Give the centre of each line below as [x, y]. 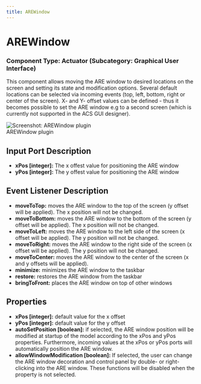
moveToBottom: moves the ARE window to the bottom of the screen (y [103, 218]
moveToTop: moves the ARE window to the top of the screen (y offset [102, 205]
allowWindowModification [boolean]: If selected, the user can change [104, 355]
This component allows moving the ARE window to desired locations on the [100, 82]
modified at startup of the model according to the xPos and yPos [95, 336]
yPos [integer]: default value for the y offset [70, 323]
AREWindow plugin [30, 132]
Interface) [21, 68]
